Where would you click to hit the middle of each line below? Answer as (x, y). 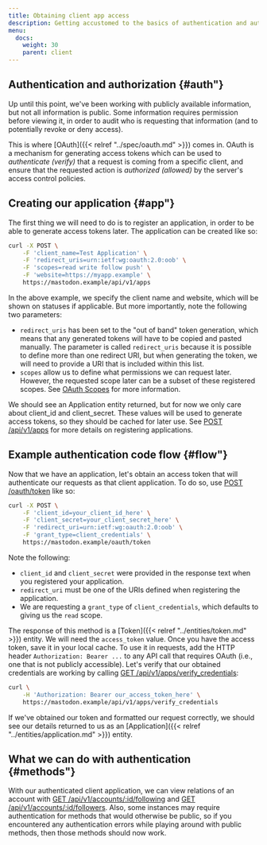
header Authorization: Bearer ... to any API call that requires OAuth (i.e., (130, 656)
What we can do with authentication (100, 759)
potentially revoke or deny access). (66, 129)
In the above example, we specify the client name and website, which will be (133, 297)
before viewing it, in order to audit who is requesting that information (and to (133, 121)
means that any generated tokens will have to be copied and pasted (131, 338)
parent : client (48, 52)
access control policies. (47, 178)
